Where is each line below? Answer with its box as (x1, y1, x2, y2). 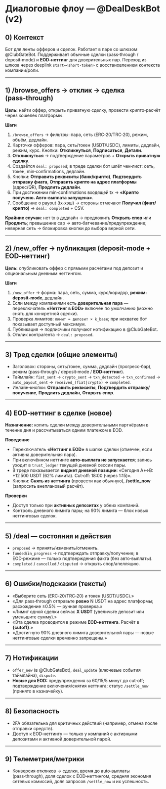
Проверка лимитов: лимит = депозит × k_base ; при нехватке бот (12, 316, 147, 322)
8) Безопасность (5, 707, 60, 715)
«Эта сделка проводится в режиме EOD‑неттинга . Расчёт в (12, 619, 139, 625)
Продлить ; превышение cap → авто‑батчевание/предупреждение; (5, 220, 147, 226)
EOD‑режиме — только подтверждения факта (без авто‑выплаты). (12, 556, 153, 561)
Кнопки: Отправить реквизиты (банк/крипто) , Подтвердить (12, 174, 142, 180)
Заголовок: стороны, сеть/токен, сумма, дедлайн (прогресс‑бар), (12, 364, 152, 370)
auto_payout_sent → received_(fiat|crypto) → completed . (12, 379, 131, 385)
